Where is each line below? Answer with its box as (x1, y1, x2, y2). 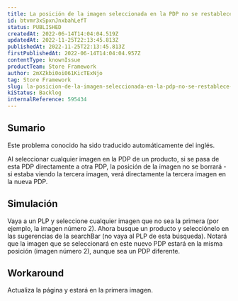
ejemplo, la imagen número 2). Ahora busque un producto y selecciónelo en (7, 224, 229, 232)
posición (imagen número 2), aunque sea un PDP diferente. (7, 246, 181, 255)
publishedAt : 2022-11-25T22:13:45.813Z (7, 43, 125, 50)
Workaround (7, 267, 64, 280)
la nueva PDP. (7, 177, 48, 186)
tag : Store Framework (7, 76, 72, 84)
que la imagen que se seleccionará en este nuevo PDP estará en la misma (7, 239, 223, 248)
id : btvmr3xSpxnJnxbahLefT (7, 17, 87, 24)
